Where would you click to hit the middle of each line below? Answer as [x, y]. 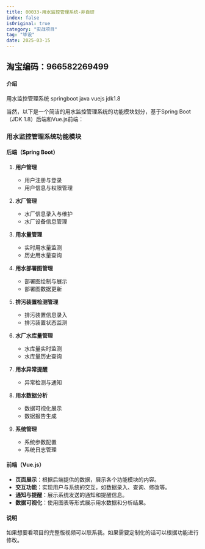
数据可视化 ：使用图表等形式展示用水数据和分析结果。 [82, 502]
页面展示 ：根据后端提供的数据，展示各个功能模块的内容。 [87, 479]
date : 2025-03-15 [28, 40]
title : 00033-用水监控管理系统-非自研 [51, 12]
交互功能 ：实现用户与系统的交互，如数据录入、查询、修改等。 [93, 487]
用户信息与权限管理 [49, 187]
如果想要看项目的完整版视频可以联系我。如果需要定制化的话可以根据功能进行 [103, 532]
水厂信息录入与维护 [49, 214]
